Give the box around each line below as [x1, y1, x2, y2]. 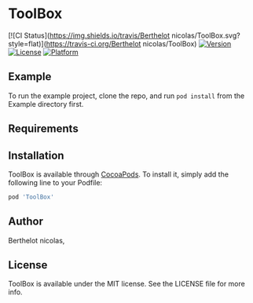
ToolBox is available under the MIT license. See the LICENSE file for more [8, 279, 245, 289]
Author [8, 215, 43, 228]
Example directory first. [8, 99, 84, 108]
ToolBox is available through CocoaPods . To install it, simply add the [8, 170, 229, 179]
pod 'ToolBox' [8, 193, 55, 201]
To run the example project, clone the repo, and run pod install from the [8, 91, 245, 100]
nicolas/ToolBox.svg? [171, 31, 241, 40]
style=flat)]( [8, 38, 47, 48]
